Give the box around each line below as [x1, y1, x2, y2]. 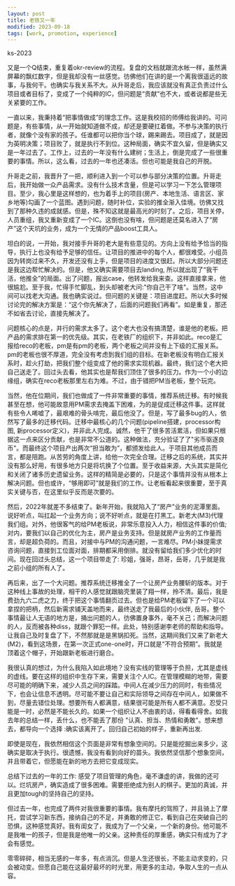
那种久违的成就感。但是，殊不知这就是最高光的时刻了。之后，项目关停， [19, 207, 228, 216]
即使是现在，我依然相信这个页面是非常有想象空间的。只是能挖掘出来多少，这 [7, 740, 228, 748]
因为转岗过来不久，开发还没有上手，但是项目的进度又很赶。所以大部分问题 [7, 257, 222, 265]
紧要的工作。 [13, 99, 50, 107]
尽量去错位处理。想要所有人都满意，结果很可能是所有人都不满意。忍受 [19, 698, 222, 707]
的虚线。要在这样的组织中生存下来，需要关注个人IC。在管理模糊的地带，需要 [7, 673, 228, 681]
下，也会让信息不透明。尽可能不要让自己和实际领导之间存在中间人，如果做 [7, 690, 222, 698]
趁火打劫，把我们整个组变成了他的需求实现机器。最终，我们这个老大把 [25, 359, 228, 367]
